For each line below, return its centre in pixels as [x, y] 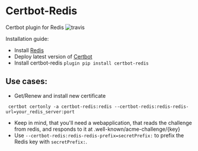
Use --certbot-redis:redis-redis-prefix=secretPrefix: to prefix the [99, 135]
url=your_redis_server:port [40, 112]
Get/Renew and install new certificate [60, 95]
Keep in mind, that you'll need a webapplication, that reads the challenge [103, 123]
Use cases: [27, 81]
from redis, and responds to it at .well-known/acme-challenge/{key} [97, 129]
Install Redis [29, 50]
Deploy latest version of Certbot [53, 56]
